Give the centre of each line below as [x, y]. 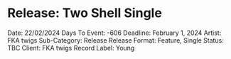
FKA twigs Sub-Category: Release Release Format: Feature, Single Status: [116, 40]
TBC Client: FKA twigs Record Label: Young [71, 48]
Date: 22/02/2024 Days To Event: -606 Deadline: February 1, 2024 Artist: [114, 33]
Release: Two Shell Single [85, 13]
